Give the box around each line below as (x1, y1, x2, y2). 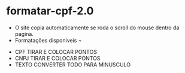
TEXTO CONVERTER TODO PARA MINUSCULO (14, 61, 131, 68)
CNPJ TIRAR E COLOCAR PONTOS (14, 54, 101, 62)
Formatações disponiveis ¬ (14, 36, 82, 44)
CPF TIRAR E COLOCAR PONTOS (14, 48, 98, 55)
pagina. (14, 30, 34, 37)
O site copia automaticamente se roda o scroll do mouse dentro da (14, 24, 180, 31)
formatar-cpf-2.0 (6, 4, 94, 18)
